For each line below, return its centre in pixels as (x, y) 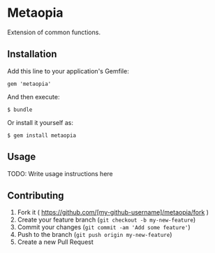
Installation (32, 54)
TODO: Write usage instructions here (60, 173)
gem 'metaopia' (29, 84)
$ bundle (20, 110)
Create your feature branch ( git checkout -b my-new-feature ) (106, 220)
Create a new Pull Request (55, 242)
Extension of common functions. (54, 32)
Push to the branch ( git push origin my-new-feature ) (95, 235)
